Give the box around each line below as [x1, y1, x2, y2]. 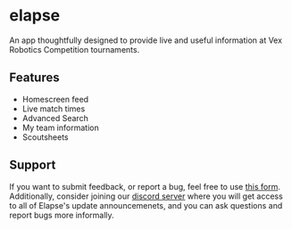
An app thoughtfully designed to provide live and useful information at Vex [9, 35, 283, 45]
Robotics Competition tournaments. [9, 44, 140, 54]
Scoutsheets [21, 131, 69, 143]
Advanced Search [21, 112, 89, 123]
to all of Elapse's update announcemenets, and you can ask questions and [9, 200, 283, 210]
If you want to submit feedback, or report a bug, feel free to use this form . [9, 181, 281, 192]
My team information [21, 122, 100, 133]
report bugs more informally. [9, 209, 114, 220]
